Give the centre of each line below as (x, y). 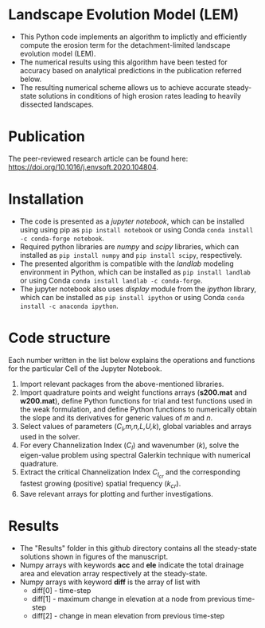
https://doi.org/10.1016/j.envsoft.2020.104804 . (84, 167)
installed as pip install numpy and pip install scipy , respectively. (131, 255)
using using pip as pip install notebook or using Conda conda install (136, 229)
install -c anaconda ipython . (69, 306)
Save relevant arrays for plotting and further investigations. (116, 494)
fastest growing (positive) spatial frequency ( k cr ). (100, 485)
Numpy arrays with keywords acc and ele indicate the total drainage (132, 565)
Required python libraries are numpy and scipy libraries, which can (129, 246)
